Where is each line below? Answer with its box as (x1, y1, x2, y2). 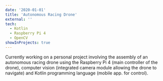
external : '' (5, 17, 33, 22)
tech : (5, 21, 17, 27)
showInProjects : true (5, 40, 51, 45)
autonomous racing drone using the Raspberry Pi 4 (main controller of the (5, 59, 158, 65)
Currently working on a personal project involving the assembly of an (5, 54, 148, 60)
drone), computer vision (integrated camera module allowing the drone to (5, 64, 157, 70)
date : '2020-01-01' (5, 7, 46, 13)
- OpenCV (10, 36, 28, 41)
